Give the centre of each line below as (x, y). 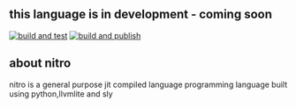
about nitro (40, 64)
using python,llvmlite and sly (61, 94)
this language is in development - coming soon (140, 14)
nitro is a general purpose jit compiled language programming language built (148, 84)
